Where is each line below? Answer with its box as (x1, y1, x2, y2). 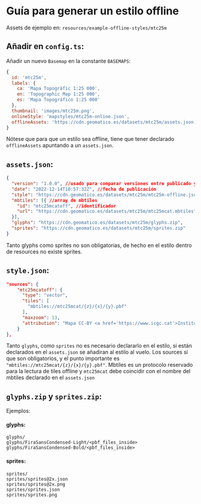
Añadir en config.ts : (6, 41, 84, 52)
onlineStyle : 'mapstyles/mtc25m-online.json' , (11, 113, 130, 119)
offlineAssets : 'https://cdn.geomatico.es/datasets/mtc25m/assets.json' (11, 119, 197, 125)
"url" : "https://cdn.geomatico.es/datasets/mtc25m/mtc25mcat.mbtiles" (17, 209, 197, 215)
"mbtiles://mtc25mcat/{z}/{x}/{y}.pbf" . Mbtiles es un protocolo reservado (6, 361, 193, 369)
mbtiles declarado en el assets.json (6, 374, 95, 381)
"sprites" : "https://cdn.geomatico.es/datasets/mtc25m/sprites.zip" (11, 225, 186, 231)
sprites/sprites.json (6, 487, 60, 493)
